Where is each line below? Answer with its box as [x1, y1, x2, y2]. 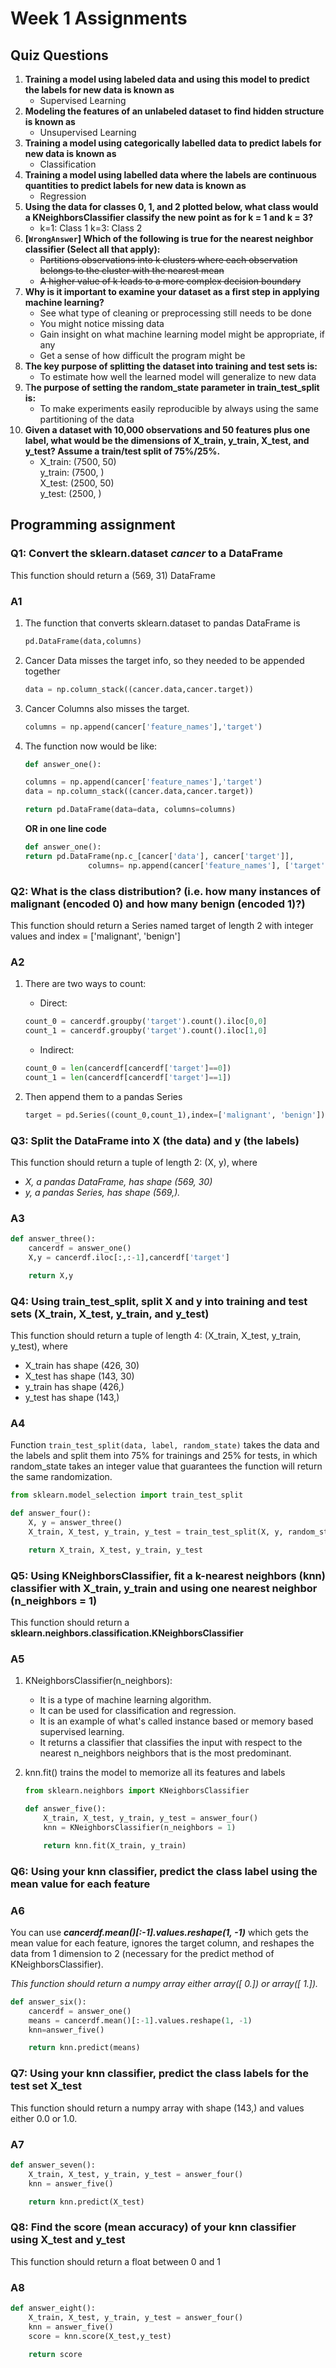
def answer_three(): [10, 1234, 97, 1244]
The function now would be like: [24, 740, 158, 752]
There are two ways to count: [24, 978, 147, 990]
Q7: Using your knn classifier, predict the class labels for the [10, 2067, 309, 2081]
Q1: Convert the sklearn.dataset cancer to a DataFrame [10, 547, 283, 561]
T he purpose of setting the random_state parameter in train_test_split [24, 382, 320, 393]
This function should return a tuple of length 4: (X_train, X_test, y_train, [10, 1330, 302, 1342]
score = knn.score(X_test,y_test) [28, 2331, 172, 2341]
